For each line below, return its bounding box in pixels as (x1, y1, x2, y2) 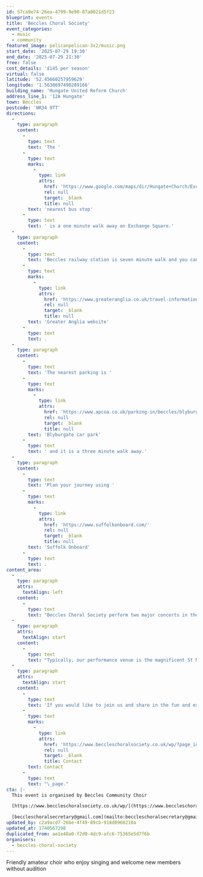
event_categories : (6, 25, 53, 32)
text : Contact (28, 764, 63, 770)
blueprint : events (6, 15, 53, 21)
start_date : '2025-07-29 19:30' (6, 48, 88, 55)
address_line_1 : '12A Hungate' (6, 93, 85, 99)
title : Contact (44, 758, 83, 764)
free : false (6, 59, 36, 65)
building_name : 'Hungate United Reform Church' (6, 88, 129, 94)
